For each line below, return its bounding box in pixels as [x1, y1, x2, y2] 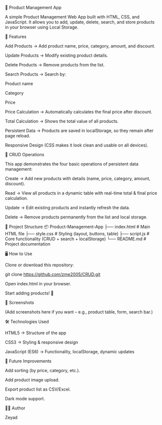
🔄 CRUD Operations [5, 152, 44, 157]
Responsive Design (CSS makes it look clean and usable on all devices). [5, 142, 148, 148]
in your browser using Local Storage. [5, 24, 79, 30]
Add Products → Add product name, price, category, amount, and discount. [5, 43, 156, 49]
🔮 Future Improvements [5, 358, 52, 364]
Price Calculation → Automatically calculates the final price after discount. [5, 109, 152, 114]
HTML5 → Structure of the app [5, 330, 67, 336]
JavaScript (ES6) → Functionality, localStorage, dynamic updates [5, 349, 134, 354]
